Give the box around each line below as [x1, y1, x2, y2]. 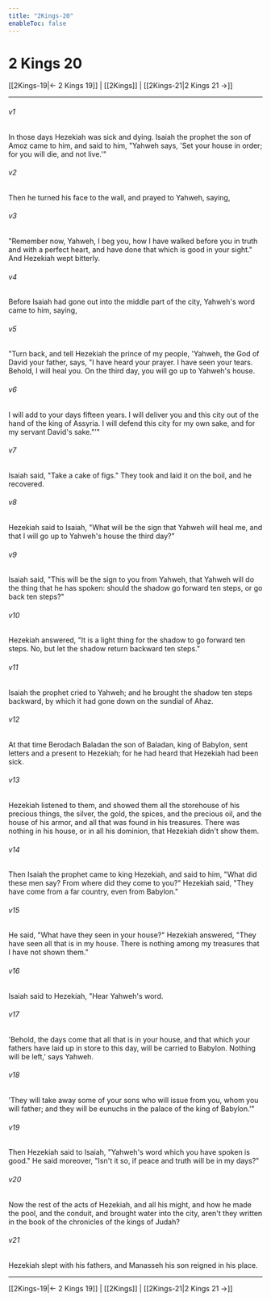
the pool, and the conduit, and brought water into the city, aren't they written [8, 1208, 263, 1218]
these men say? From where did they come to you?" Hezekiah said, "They [8, 878, 254, 888]
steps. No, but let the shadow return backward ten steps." [8, 644, 200, 654]
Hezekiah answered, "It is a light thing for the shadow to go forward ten [8, 635, 246, 645]
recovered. [8, 478, 44, 489]
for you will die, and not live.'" [8, 149, 107, 158]
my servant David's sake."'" [8, 427, 101, 436]
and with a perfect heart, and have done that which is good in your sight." [8, 245, 252, 255]
